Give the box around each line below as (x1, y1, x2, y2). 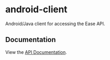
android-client (5, 4, 68, 15)
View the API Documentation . (5, 49, 68, 55)
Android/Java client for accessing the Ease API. (5, 21, 105, 27)
